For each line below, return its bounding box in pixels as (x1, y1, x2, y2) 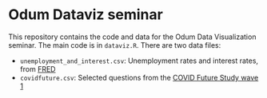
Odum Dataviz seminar (8, 6, 164, 24)
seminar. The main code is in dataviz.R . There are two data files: (8, 40, 221, 49)
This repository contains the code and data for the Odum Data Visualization (8, 32, 257, 41)
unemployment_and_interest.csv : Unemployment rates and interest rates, (19, 56, 258, 65)
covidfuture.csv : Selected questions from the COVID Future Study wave (19, 73, 259, 82)
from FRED (19, 64, 56, 73)
